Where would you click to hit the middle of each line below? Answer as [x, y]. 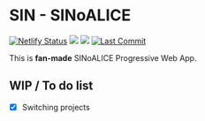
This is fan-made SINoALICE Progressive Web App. [103, 57]
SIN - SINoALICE [70, 15]
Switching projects [56, 107]
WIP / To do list [51, 86]
